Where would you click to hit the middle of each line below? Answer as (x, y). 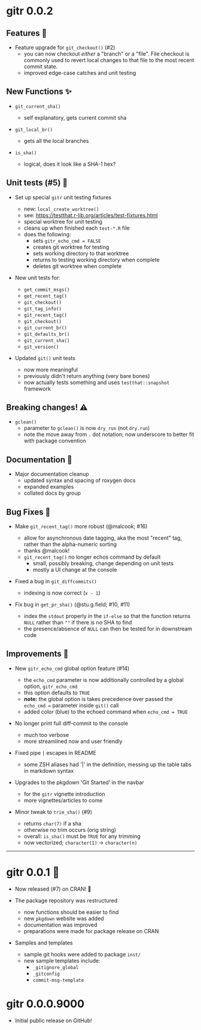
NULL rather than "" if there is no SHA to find (78, 623)
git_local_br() (34, 130)
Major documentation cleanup (52, 474)
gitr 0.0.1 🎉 (33, 872)
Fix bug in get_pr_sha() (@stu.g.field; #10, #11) (72, 605)
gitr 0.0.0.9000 (45, 1004)
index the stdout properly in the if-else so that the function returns (107, 616)
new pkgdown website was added (64, 918)
